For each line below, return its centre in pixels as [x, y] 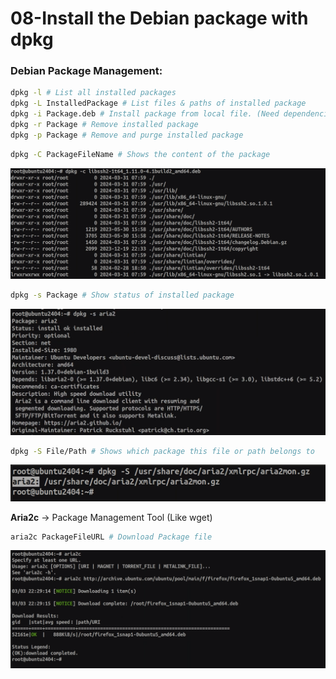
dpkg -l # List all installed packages [93, 93]
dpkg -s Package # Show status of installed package [122, 295]
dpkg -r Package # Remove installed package [104, 125]
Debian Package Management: [86, 71]
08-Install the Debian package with [159, 18]
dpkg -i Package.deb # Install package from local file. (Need [145, 114]
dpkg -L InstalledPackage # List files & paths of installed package [158, 103]
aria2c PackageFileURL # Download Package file [111, 537]
